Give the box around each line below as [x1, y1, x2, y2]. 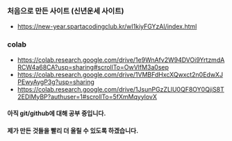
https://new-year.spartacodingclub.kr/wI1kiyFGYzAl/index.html [17, 22, 197, 31]
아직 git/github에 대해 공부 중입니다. [7, 109, 106, 117]
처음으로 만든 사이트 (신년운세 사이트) [7, 6, 124, 15]
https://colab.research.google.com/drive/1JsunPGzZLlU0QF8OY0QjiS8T [17, 85, 224, 93]
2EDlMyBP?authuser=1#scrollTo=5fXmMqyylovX [17, 92, 158, 101]
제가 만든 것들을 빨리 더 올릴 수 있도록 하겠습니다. [7, 126, 139, 135]
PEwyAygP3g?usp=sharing [17, 78, 95, 86]
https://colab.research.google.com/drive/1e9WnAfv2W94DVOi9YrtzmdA [17, 56, 225, 64]
